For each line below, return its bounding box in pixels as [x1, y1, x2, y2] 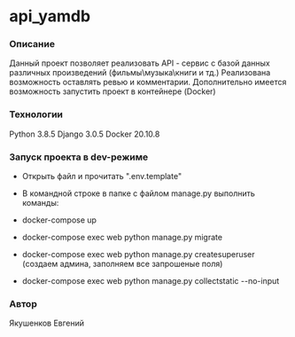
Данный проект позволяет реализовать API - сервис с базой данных [9, 58, 270, 68]
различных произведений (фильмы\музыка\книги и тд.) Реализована [9, 67, 271, 78]
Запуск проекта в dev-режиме [9, 151, 149, 163]
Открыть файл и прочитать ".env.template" [21, 171, 182, 182]
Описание [9, 38, 56, 51]
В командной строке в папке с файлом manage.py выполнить [21, 188, 255, 199]
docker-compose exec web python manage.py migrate [21, 232, 223, 243]
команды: [21, 198, 59, 208]
